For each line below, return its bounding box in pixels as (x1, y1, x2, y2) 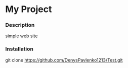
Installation (5, 45, 34, 52)
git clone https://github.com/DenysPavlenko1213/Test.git (5, 57, 123, 63)
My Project (5, 4, 52, 15)
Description (5, 22, 35, 29)
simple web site (5, 33, 38, 39)
